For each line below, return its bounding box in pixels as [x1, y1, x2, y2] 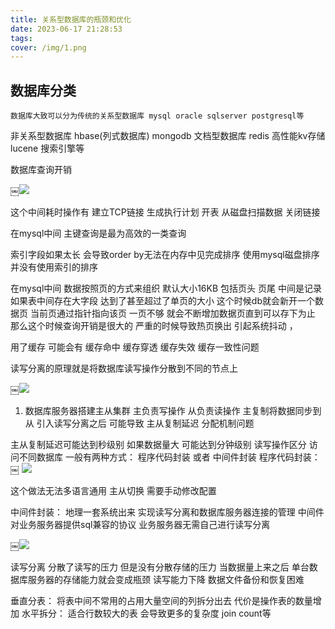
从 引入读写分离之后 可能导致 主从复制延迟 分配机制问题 [24, 417, 255, 430]
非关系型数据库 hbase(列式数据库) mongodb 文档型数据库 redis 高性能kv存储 [10, 130, 326, 142]
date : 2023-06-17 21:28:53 [10, 24, 123, 34]
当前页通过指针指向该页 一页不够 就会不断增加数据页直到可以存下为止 [29, 307, 316, 320]
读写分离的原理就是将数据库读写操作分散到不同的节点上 [10, 362, 238, 375]
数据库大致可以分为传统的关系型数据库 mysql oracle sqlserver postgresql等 [10, 111, 305, 121]
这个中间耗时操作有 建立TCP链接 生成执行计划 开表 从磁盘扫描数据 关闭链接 [10, 206, 321, 218]
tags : [10, 33, 33, 43]
